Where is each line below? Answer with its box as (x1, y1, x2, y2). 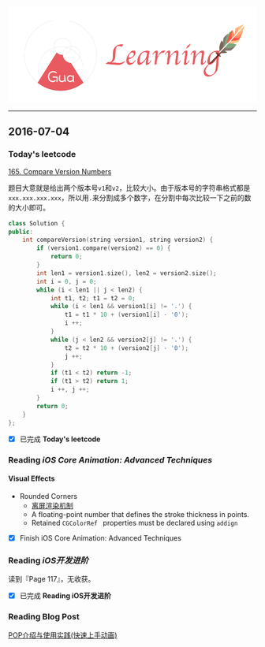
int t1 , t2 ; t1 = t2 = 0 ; (50, 294, 136, 302)
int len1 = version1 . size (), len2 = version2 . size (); (36, 269, 217, 277)
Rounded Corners (19, 491, 77, 500)
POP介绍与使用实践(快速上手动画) (8, 630, 118, 640)
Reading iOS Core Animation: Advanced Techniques (8, 454, 213, 465)
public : (8, 228, 34, 236)
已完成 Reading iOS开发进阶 (19, 591, 112, 601)
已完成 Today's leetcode (19, 434, 101, 444)
